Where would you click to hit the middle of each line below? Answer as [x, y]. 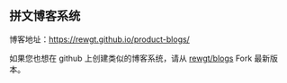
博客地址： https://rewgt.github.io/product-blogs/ [100, 39]
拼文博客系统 [45, 16]
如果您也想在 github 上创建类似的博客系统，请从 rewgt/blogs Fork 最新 [140, 58]
